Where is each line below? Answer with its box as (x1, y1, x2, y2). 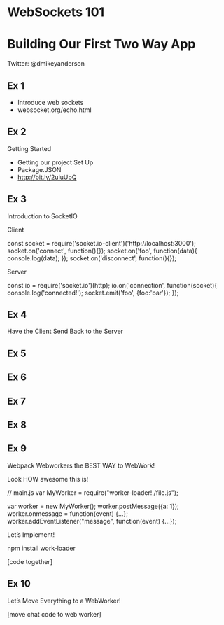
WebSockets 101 (7, 4, 105, 20)
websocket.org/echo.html (17, 106, 92, 114)
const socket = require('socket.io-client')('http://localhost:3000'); (7, 239, 196, 247)
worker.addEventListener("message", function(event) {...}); (7, 517, 177, 525)
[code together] (7, 557, 52, 566)
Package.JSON (17, 165, 62, 174)
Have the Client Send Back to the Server (7, 327, 124, 336)
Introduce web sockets (17, 98, 84, 106)
